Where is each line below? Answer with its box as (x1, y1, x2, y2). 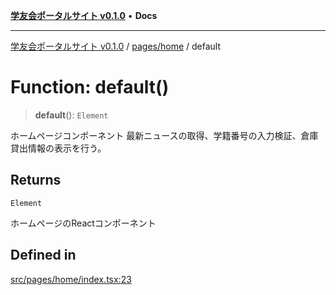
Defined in (10, 247, 77, 264)
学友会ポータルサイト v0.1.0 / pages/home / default (10, 40, 222, 52)
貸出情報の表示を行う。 (10, 142, 107, 154)
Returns (10, 172, 62, 189)
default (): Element (34, 109, 109, 121)
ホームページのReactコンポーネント (10, 217, 157, 229)
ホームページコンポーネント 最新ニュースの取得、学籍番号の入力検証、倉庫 (10, 129, 319, 141)
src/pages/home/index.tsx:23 (10, 273, 132, 285)
